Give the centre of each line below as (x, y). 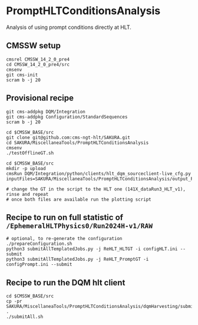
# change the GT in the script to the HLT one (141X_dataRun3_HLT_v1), (96, 189)
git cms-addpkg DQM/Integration (46, 111)
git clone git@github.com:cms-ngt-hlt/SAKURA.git (68, 137)
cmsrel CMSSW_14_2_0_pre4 (38, 59)
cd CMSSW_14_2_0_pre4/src (38, 64)
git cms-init (22, 75)
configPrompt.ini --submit (39, 265)
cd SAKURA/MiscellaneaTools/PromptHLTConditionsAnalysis (77, 143)
